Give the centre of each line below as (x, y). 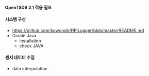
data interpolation (30, 68)
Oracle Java (24, 35)
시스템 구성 (15, 19)
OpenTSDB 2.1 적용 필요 (28, 7)
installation (30, 41)
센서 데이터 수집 (20, 58)
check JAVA (31, 46)
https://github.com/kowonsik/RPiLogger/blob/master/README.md (78, 30)
